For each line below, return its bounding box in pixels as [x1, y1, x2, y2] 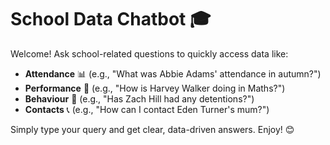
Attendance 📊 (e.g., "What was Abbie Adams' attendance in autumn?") [24, 67, 322, 80]
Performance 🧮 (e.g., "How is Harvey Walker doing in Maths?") [24, 82, 286, 94]
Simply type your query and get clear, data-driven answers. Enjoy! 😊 [10, 123, 295, 135]
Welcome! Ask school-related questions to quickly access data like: [10, 47, 289, 60]
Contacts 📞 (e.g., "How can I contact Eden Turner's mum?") [24, 103, 270, 115]
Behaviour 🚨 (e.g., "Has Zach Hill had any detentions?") [24, 92, 255, 105]
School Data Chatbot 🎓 [10, 8, 212, 31]
